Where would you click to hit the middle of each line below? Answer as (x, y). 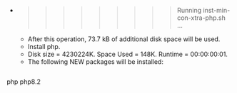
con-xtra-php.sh (201, 18)
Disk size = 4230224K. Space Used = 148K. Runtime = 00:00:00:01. (127, 54)
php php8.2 (24, 82)
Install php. (44, 46)
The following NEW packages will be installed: (95, 62)
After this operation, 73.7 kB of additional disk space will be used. (124, 39)
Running (189, 10)
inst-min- (216, 10)
